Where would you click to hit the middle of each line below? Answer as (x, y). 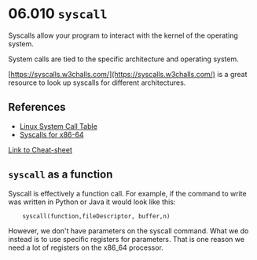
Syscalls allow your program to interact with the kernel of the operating (123, 35)
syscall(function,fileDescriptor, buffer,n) (96, 216)
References (37, 107)
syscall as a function (61, 175)
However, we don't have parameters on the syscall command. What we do (128, 231)
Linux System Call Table (59, 126)
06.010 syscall (58, 14)
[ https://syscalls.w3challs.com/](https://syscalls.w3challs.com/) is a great (128, 74)
